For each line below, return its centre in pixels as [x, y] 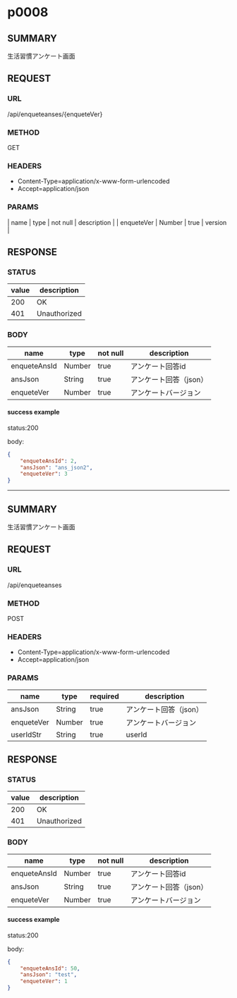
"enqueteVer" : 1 [44, 981]
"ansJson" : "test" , [49, 975]
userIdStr [26, 734]
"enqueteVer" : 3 [44, 474]
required [105, 696]
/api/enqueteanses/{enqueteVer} [55, 114]
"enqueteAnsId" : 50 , [50, 968]
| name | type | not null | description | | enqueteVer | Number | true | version [117, 222]
